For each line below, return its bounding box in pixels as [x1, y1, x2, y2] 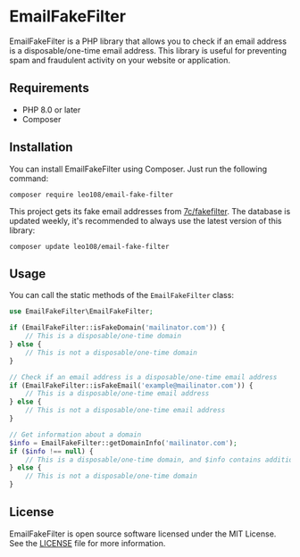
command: [9, 172, 49, 184]
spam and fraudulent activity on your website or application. [9, 54, 230, 65]
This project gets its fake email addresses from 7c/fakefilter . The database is [9, 205, 291, 216]
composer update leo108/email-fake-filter [9, 242, 170, 251]
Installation [9, 140, 73, 155]
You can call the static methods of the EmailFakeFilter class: [9, 290, 235, 301]
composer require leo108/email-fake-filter [9, 190, 174, 199]
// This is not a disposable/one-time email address [25, 406, 226, 415]
